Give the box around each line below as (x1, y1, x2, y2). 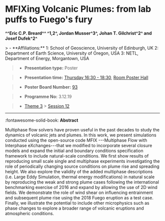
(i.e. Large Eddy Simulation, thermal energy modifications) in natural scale (5, 174, 155, 180)
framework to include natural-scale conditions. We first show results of (5, 153, 149, 158)
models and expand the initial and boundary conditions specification (5, 148, 143, 154)
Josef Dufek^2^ (5, 35, 38, 41)
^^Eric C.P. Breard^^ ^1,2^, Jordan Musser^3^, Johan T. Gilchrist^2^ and (5, 30, 152, 36)
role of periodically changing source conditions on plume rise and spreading (5, 163, 160, 169)
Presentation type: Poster (24, 65, 78, 71)
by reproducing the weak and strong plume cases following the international (5, 179, 160, 185)
